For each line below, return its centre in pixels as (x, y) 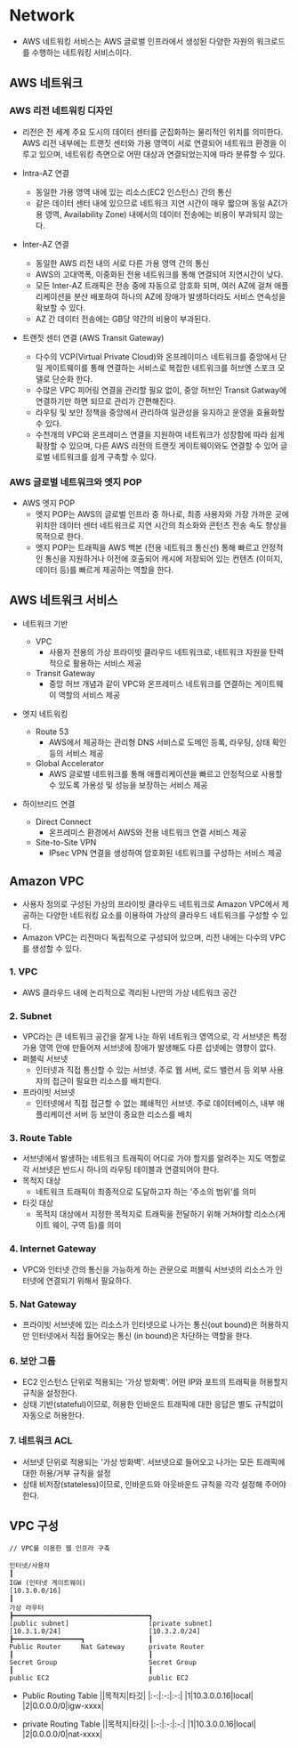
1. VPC (24, 972)
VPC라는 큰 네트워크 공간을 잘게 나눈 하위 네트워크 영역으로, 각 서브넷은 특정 (154, 1037)
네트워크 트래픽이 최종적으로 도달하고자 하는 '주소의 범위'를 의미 (146, 1192)
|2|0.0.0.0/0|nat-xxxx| (62, 1734)
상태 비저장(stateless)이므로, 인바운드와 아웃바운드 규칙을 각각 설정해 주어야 (154, 1484)
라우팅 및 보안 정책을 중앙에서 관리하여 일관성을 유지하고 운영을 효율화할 (160, 412)
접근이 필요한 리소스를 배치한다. (107, 1081)
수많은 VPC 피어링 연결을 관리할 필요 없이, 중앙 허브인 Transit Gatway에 (161, 390)
